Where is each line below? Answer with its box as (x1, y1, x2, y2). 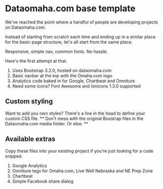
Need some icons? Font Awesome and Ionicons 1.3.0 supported (12, 83, 141, 89)
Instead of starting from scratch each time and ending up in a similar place (5, 34, 156, 40)
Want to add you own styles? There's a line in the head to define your (5, 110, 146, 116)
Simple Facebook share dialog (12, 178, 74, 184)
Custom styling (5, 97, 53, 106)
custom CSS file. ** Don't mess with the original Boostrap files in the (5, 116, 144, 121)
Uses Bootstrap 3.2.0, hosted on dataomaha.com (12, 67, 112, 73)
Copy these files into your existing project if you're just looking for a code (5, 148, 154, 154)
